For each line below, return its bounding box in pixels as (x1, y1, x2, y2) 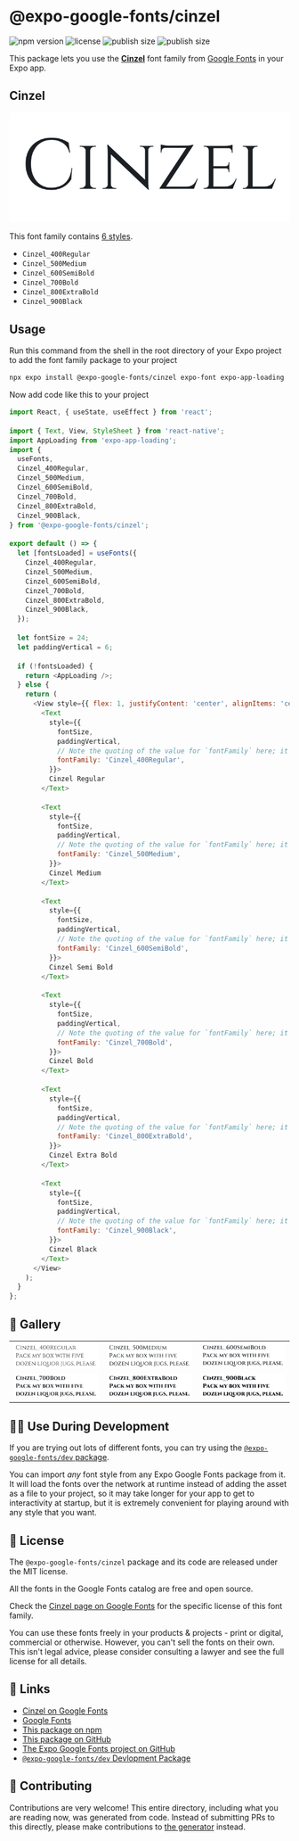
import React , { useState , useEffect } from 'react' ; (9, 408, 214, 417)
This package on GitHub (21, 1733, 111, 1745)
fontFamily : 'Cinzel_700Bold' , (56, 1037, 174, 1047)
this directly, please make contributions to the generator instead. (9, 1821, 246, 1832)
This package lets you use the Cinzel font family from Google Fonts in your (9, 53, 284, 63)
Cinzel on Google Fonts (21, 1705, 109, 1716)
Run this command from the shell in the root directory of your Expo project (9, 345, 282, 356)
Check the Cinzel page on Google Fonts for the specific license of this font (9, 1601, 283, 1612)
